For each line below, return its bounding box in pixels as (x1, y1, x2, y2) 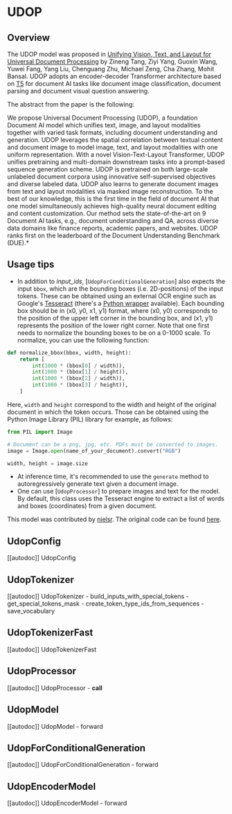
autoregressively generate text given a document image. (17, 480, 179, 488)
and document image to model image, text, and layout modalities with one (7, 143, 218, 151)
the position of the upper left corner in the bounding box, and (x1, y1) (17, 314, 213, 322)
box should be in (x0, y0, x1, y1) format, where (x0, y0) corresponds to (17, 306, 218, 315)
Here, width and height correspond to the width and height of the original (7, 400, 217, 408)
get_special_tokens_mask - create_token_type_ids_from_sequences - (7, 599, 204, 608)
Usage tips (7, 259, 55, 271)
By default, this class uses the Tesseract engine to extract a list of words (17, 494, 225, 503)
